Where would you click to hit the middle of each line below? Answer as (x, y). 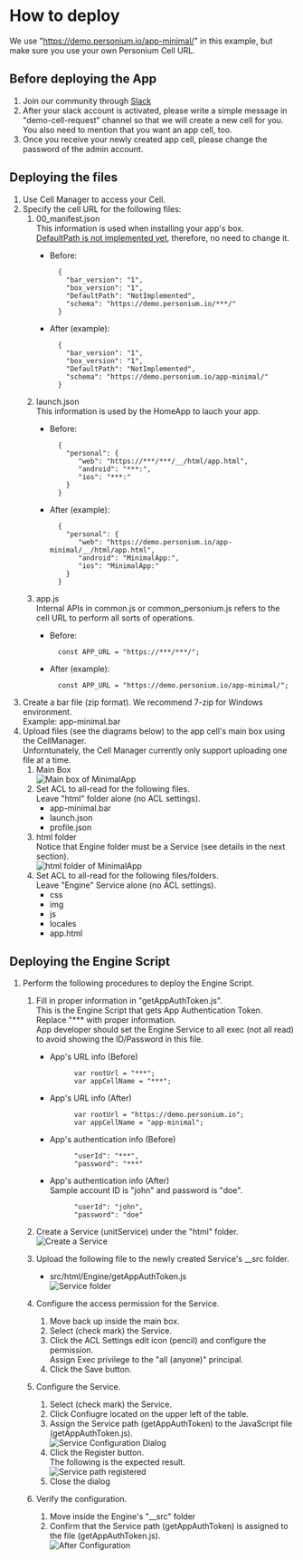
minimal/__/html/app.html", (102, 550)
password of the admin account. (83, 149)
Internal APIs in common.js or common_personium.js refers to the (158, 608)
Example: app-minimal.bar (71, 721)
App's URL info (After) (91, 1098)
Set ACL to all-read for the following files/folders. (127, 875)
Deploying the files (64, 178)
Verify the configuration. (81, 1499)
